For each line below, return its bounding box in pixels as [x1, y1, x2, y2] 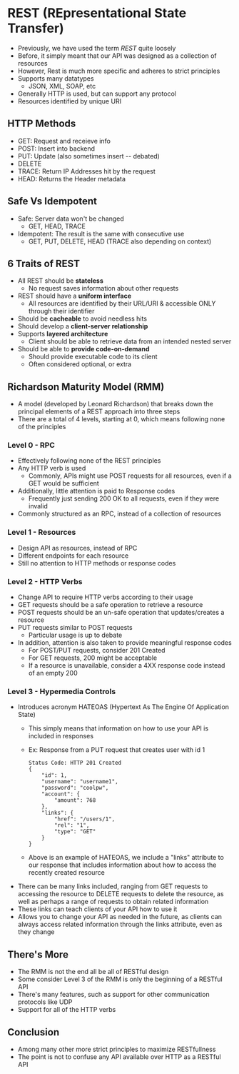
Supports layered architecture [17, 330, 108, 338]
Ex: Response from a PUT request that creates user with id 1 [28, 746, 205, 754]
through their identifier [28, 307, 95, 316]
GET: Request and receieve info [17, 136, 111, 145]
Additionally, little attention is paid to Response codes [17, 487, 176, 496]
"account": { [41, 791, 81, 798]
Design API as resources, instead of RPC [17, 543, 138, 552]
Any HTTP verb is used [17, 464, 86, 473]
